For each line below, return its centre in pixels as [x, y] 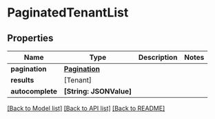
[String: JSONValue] [98, 91]
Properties [30, 38]
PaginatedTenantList [68, 13]
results [22, 80]
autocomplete [34, 91]
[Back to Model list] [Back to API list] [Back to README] [86, 108]
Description [158, 57]
